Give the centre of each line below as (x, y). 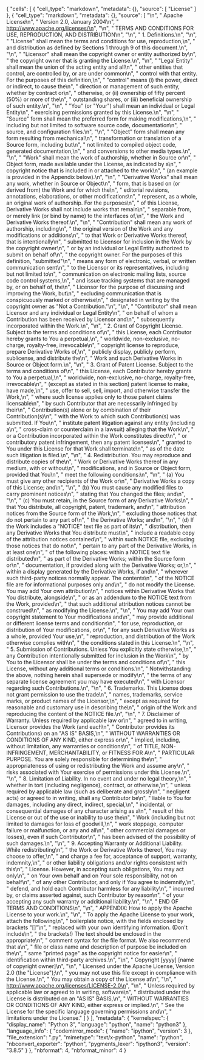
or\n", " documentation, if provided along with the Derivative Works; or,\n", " (101, 565)
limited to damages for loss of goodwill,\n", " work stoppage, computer (95, 824)
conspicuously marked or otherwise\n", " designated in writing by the (93, 300)
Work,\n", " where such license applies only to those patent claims (89, 397)
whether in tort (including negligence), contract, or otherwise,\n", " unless (99, 785)
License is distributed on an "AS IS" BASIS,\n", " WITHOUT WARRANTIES (98, 999)
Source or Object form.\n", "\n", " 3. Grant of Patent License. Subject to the (100, 364)
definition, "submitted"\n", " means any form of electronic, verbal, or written (101, 261)
